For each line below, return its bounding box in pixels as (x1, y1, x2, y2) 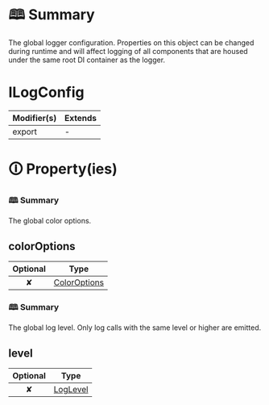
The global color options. (8, 216, 92, 226)
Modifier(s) (12, 112, 57, 123)
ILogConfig (8, 83, 85, 102)
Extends (64, 112, 97, 123)
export (12, 126, 38, 137)
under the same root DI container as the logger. (8, 55, 166, 65)
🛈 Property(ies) (8, 160, 118, 178)
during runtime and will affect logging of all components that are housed (8, 46, 248, 56)
